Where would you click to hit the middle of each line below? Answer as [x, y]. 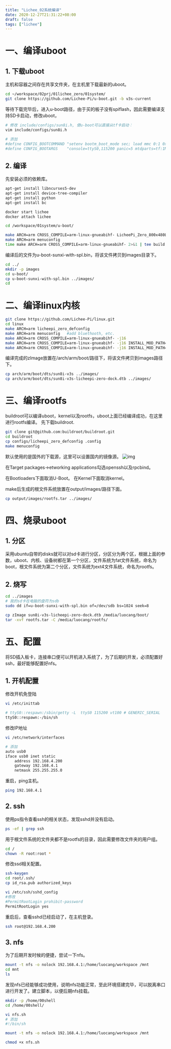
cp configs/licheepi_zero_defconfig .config [53, 441]
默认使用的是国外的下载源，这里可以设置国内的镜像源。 [63, 457]
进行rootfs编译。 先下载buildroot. [40, 422]
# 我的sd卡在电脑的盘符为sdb [32, 601]
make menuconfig [22, 446]
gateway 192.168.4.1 [36, 766]
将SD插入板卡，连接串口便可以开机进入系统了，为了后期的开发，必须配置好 [84, 657]
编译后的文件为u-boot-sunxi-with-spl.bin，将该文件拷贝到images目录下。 [82, 254]
